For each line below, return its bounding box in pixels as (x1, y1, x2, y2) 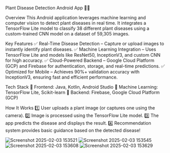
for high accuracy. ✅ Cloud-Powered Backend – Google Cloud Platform (5, 57, 154, 63)
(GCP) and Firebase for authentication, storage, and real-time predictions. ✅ (5, 63, 165, 69)
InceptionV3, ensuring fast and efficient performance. (5, 74, 118, 80)
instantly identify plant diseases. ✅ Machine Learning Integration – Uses (5, 46, 156, 52)
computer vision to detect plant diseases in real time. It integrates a (5, 20, 147, 26)
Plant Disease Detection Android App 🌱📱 (5, 5, 90, 11)
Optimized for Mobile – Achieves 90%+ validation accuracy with (5, 69, 140, 74)
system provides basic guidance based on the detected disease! (5, 127, 141, 133)
